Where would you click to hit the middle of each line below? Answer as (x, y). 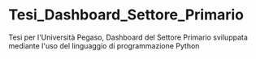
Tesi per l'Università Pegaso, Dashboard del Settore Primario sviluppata (128, 37)
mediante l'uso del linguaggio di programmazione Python (104, 45)
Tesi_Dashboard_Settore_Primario (126, 15)
